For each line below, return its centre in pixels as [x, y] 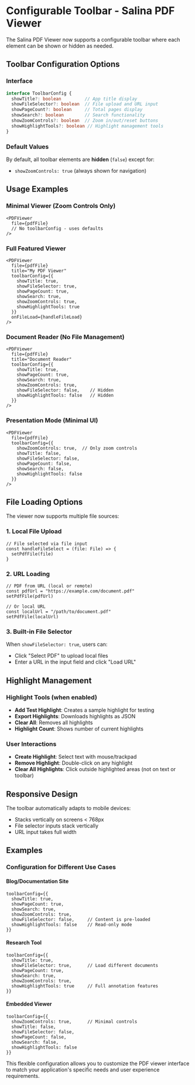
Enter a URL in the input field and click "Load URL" [75, 662]
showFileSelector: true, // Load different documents [85, 965]
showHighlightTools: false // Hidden [65, 396]
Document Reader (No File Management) [65, 337]
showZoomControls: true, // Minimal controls [74, 1022]
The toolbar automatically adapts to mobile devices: [69, 808]
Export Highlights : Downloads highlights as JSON [75, 716]
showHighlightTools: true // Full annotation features [85, 986]
